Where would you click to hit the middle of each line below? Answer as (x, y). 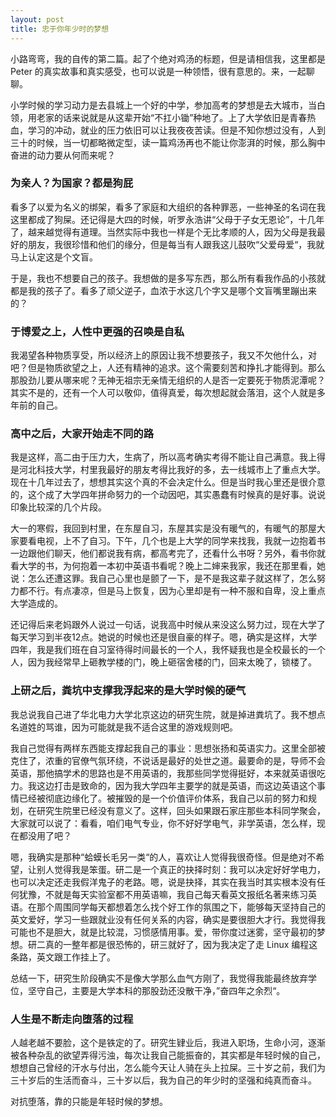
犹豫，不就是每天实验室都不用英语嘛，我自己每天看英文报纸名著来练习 (163, 894)
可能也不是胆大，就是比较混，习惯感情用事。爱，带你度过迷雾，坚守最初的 (163, 932)
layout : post (37, 19)
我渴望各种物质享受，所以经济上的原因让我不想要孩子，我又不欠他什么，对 (163, 355)
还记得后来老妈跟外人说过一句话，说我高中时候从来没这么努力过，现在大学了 (168, 625)
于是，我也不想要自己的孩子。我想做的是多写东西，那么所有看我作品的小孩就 (168, 278)
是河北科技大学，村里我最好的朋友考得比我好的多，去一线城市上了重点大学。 (168, 470)
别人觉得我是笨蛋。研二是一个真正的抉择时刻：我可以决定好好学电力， (181, 869)
